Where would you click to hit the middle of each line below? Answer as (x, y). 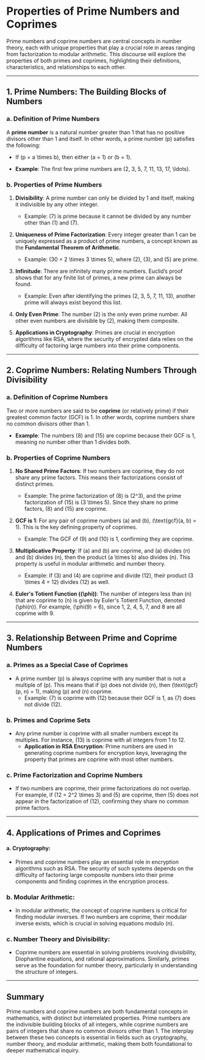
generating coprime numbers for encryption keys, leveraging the (106, 752)
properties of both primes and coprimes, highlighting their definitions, (94, 60)
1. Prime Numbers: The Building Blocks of (86, 92)
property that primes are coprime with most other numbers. (99, 759)
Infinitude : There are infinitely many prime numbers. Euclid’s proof (99, 271)
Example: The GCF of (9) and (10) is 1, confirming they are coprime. (109, 539)
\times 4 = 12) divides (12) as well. (67, 582)
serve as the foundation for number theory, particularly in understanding (106, 965)
